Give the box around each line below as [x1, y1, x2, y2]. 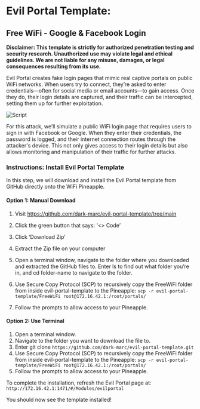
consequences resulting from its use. [6, 63, 101, 70]
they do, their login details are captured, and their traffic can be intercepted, [6, 94, 193, 100]
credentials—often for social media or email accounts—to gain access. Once [6, 87, 195, 94]
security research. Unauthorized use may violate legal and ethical [6, 50, 173, 57]
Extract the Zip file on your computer [14, 245, 106, 252]
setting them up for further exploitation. [6, 100, 103, 107]
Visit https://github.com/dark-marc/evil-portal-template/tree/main [14, 210, 177, 217]
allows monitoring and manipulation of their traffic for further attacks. [6, 148, 177, 155]
